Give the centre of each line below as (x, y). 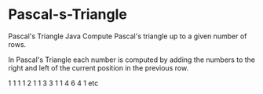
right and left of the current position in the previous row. (99, 67)
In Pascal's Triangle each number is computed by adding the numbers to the (131, 60)
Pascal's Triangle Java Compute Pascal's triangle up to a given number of (128, 36)
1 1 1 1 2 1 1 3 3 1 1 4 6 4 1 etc (53, 83)
